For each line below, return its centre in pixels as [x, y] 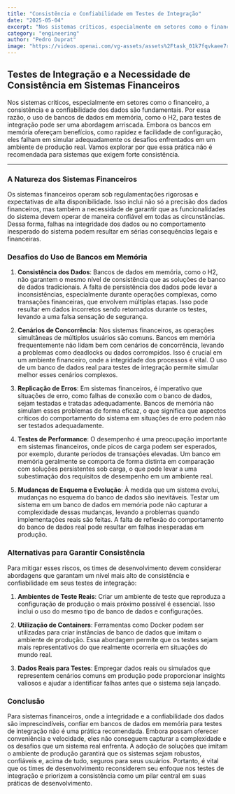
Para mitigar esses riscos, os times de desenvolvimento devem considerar [114, 568]
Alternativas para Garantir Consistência [76, 553]
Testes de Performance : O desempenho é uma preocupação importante [122, 439]
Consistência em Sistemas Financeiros [94, 86]
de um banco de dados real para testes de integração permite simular [118, 367]
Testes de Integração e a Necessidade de [99, 75]
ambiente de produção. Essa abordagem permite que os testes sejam [117, 639]
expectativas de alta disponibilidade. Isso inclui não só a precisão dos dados [117, 202]
